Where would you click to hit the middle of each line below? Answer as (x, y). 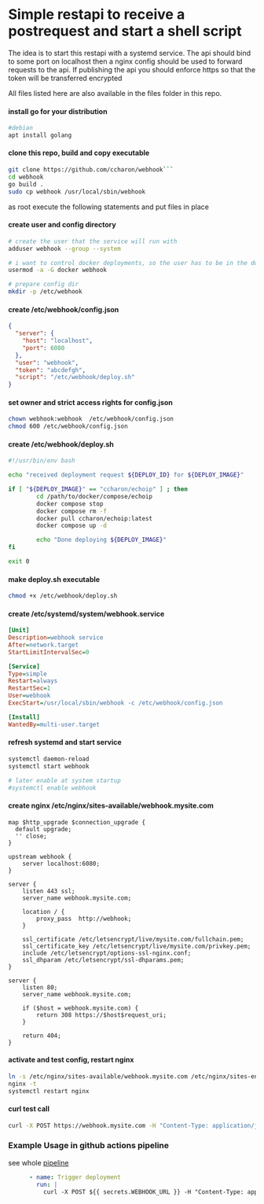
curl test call (29, 1109)
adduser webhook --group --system (65, 249)
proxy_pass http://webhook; (84, 919)
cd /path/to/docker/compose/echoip (95, 496)
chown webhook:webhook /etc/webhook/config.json (91, 419)
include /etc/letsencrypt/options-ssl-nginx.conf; (107, 953)
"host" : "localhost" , (57, 341)
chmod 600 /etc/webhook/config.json (68, 426)
